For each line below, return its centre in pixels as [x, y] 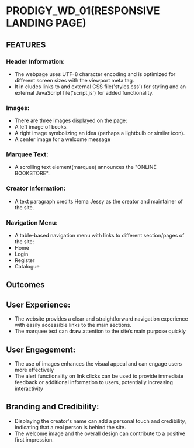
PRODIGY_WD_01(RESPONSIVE [83, 11]
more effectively [34, 370]
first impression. [34, 439]
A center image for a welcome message [63, 139]
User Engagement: [41, 349]
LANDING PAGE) [46, 23]
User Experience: [38, 304]
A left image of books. [41, 127]
